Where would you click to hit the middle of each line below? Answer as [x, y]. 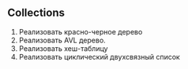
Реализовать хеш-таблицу [63, 48]
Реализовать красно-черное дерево [81, 31]
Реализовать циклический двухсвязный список [100, 56]
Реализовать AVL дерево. [62, 40]
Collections [36, 13]
